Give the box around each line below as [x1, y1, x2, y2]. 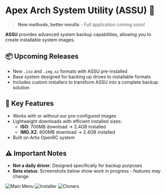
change [12, 173, 29, 180]
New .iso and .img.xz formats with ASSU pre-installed [12, 68, 128, 74]
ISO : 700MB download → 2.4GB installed [20, 123, 106, 129]
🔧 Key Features [5, 99, 54, 108]
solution [12, 84, 29, 91]
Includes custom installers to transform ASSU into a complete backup [12, 79, 158, 85]
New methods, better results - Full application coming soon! [17, 21, 146, 27]
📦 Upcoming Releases [5, 52, 79, 61]
